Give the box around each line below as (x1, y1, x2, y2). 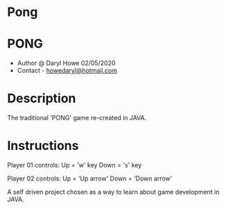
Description (7, 91, 76, 106)
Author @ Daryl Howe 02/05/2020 (17, 59, 116, 67)
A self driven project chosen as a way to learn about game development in (7, 188, 220, 196)
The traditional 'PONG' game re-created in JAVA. (7, 114, 147, 122)
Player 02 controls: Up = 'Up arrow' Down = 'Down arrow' (7, 174, 173, 183)
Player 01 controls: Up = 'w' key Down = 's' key (7, 161, 142, 169)
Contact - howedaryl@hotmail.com (17, 67, 118, 75)
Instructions (7, 138, 79, 153)
